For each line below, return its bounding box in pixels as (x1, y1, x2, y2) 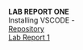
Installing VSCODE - (8, 15, 75, 25)
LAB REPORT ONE (8, 7, 70, 16)
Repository (8, 24, 44, 33)
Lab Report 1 (8, 32, 50, 42)
